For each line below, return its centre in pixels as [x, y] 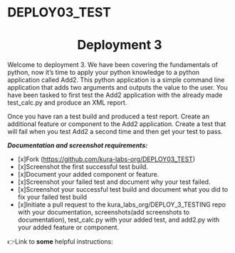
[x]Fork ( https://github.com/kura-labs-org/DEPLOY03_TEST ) [106, 159]
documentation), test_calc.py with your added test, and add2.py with [118, 220]
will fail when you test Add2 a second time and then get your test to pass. [115, 132]
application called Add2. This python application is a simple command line [116, 80]
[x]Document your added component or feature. [88, 175]
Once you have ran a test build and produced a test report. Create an [109, 117]
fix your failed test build [52, 197]
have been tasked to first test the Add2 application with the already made [115, 95]
